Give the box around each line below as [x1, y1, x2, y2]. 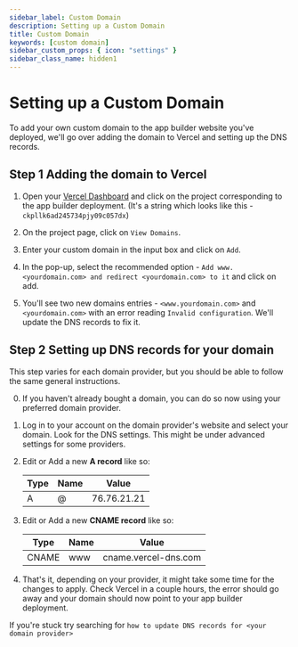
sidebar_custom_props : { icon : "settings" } [9, 46, 177, 55]
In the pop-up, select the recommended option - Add [21, 261, 214, 272]
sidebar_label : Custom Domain [9, 12, 122, 22]
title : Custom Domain [9, 29, 90, 38]
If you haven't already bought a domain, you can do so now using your [21, 393, 281, 404]
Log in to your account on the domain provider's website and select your [21, 420, 289, 430]
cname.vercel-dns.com [102, 551, 202, 563]
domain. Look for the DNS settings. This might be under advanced [21, 429, 265, 439]
